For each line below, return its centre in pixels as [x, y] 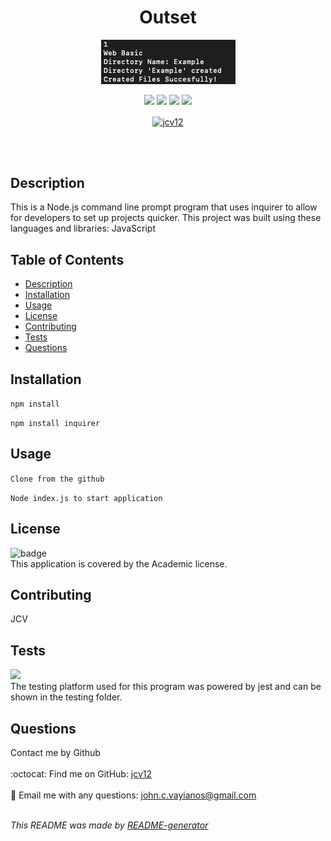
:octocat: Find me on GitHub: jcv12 [81, 774]
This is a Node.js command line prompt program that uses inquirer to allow [164, 207]
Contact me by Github [55, 753]
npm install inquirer [55, 424]
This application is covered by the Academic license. [119, 563]
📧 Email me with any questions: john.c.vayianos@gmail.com [133, 795]
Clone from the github [57, 479]
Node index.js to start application [86, 498]
